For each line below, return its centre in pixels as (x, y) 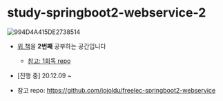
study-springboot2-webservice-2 (107, 13)
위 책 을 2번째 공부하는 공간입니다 (61, 46)
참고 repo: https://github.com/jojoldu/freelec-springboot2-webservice (116, 90)
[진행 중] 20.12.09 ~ (44, 75)
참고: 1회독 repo (49, 61)
